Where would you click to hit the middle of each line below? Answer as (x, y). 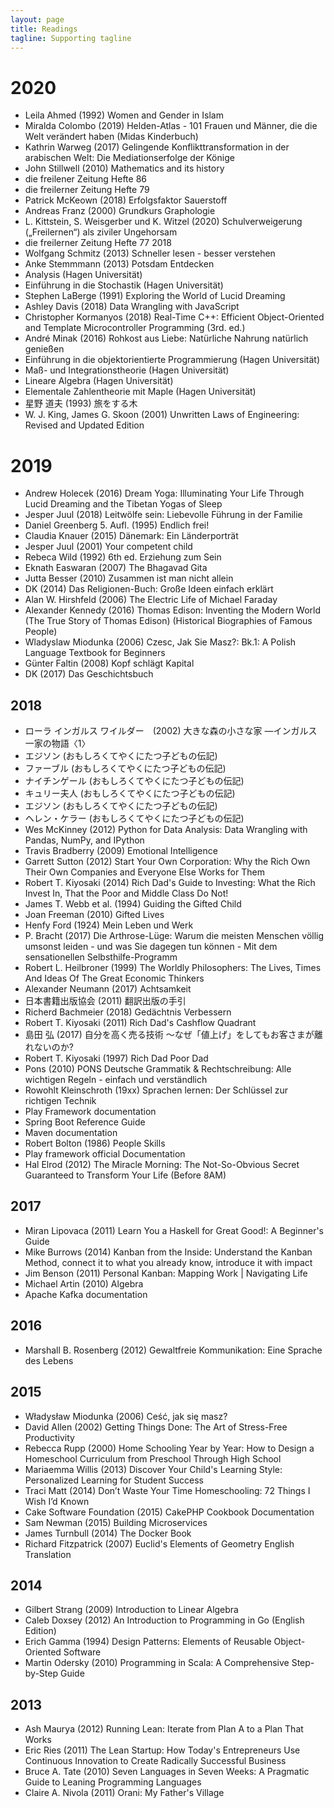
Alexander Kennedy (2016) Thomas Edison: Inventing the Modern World (173, 610)
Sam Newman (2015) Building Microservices (116, 1522)
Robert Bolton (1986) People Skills (95, 1143)
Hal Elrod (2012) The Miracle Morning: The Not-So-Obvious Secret (162, 1165)
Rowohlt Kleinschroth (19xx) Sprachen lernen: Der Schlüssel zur (156, 1090)
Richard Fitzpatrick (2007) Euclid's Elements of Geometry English (159, 1543)
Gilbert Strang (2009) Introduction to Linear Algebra (131, 1610)
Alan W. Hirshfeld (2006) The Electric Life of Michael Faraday (151, 600)
